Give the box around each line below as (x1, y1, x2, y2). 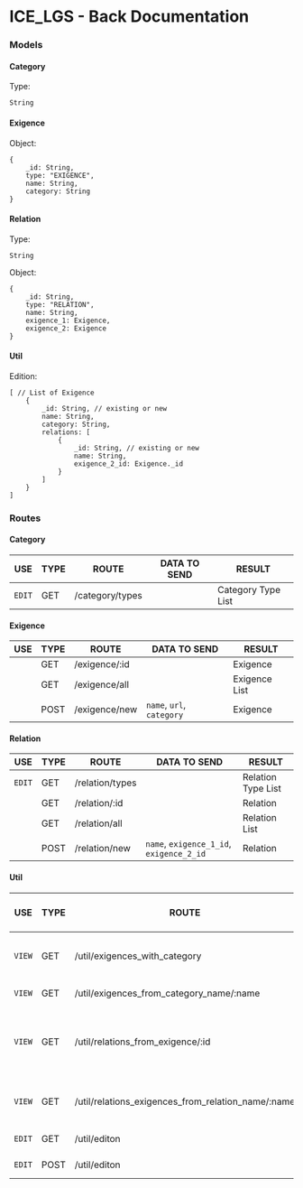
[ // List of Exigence (9, 388, 95, 397)
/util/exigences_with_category (74, 950, 202, 962)
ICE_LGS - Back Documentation (9, 6, 250, 27)
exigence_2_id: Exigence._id (73, 459, 183, 469)
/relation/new (74, 842, 131, 855)
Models (9, 39, 43, 51)
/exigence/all (73, 679, 129, 691)
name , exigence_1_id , (145, 838, 232, 850)
